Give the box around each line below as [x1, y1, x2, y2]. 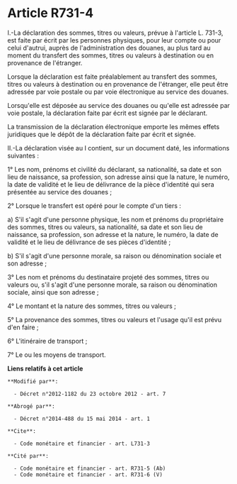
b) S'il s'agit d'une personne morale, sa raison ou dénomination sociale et [7, 251, 221, 260]
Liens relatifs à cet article [7, 364, 83, 373]
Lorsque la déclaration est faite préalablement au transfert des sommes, [7, 72, 218, 81]
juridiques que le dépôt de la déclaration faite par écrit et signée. [7, 130, 196, 138]
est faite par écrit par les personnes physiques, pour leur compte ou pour [7, 35, 221, 44]
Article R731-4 [7, 5, 94, 21]
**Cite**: [7, 427, 37, 434]
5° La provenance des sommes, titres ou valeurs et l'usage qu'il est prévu [7, 315, 221, 324]
